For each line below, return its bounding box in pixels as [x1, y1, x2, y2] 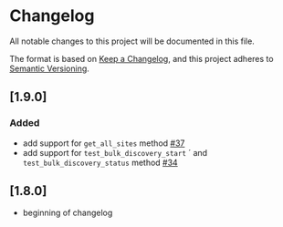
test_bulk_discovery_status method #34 [22, 157, 178, 168]
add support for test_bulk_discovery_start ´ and [22, 147, 208, 158]
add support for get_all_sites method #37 [22, 138, 185, 149]
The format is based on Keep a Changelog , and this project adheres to [9, 53, 274, 64]
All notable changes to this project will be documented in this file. [9, 36, 256, 46]
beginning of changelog [22, 207, 113, 219]
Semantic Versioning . [9, 63, 89, 74]
